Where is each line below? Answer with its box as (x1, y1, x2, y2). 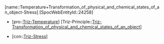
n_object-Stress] (4, 9, 39, 15)
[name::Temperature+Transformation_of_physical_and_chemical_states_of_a (4, 4, 160, 10)
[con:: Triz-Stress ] (11, 34, 48, 39)
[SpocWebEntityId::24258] (39, 9, 93, 15)
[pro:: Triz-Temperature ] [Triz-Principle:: (11, 19, 92, 24)
